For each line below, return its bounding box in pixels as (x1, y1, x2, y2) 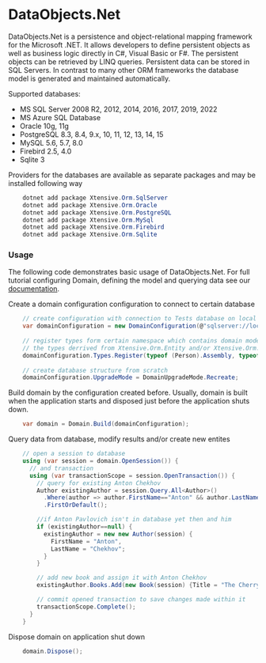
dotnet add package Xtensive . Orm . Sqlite (22, 231, 158, 239)
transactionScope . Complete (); (36, 603, 136, 611)
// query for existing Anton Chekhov (36, 479, 161, 487)
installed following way (8, 178, 83, 188)
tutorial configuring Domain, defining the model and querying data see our (8, 275, 251, 286)
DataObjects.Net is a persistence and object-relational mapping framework (8, 32, 253, 41)
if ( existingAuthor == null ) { (36, 523, 133, 531)
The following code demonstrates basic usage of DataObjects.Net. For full (8, 267, 250, 277)
